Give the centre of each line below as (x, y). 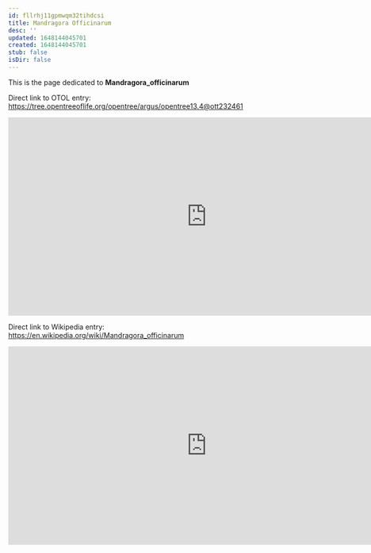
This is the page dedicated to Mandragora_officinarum (99, 82)
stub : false (28, 52)
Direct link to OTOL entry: (50, 98)
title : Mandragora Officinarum (60, 23)
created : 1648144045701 (48, 45)
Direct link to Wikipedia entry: (56, 327)
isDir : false (30, 60)
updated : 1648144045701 (48, 38)
